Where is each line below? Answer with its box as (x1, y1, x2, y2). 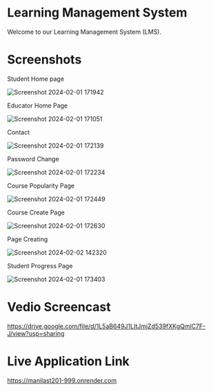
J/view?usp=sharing (7, 329, 65, 337)
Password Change (7, 154, 60, 163)
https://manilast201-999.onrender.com (7, 376, 117, 384)
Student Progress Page (7, 261, 73, 270)
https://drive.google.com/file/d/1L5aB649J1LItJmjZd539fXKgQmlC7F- (7, 322, 206, 330)
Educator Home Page (7, 101, 68, 110)
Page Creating (7, 234, 48, 243)
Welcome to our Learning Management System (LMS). (7, 28, 162, 36)
